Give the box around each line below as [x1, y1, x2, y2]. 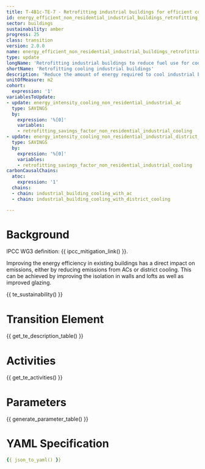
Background [6, 227, 70, 242]
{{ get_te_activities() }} [6, 374, 63, 381]
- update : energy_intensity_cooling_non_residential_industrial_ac [6, 99, 182, 106]
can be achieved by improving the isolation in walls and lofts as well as [6, 273, 184, 280]
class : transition [6, 37, 53, 43]
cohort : [6, 83, 26, 89]
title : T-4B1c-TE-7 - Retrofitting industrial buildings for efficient [6, 9, 192, 15]
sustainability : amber [6, 26, 64, 32]
